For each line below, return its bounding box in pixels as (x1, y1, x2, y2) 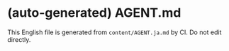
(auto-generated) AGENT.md (7, 5, 181, 21)
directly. (7, 35, 31, 43)
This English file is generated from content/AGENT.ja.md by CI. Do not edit (7, 28, 222, 36)
